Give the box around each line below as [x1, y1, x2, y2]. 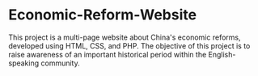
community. [40, 58, 80, 68]
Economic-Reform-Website [8, 6, 197, 24]
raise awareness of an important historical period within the [8, 49, 207, 59]
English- [208, 49, 236, 59]
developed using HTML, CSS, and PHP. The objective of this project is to [8, 40, 251, 50]
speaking [8, 58, 40, 68]
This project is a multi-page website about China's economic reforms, [8, 32, 241, 42]
